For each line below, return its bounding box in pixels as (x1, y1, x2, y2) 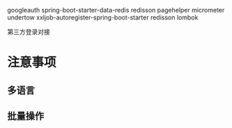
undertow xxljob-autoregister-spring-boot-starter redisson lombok (7, 13, 199, 22)
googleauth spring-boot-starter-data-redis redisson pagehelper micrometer (7, 6, 225, 14)
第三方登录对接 (7, 28, 50, 35)
